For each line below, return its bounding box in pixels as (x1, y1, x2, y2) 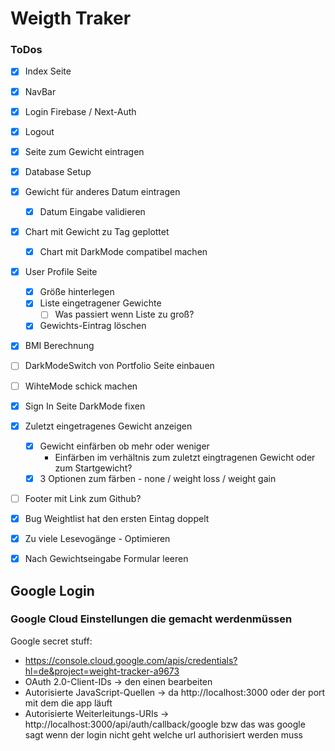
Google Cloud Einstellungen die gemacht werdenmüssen (10, 612, 293, 626)
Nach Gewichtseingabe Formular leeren (24, 553, 189, 565)
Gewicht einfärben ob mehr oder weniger (39, 440, 210, 452)
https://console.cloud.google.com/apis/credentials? (24, 654, 238, 666)
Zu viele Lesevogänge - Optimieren (24, 532, 171, 544)
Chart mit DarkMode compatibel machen (39, 246, 208, 258)
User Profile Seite (24, 266, 98, 278)
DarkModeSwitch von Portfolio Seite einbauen (24, 360, 215, 372)
